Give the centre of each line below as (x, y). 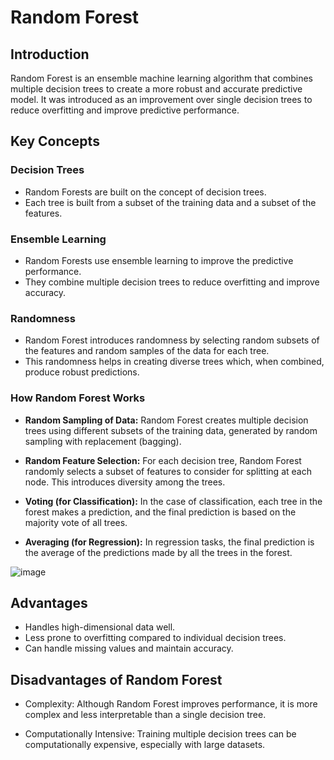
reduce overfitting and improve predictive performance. (125, 110)
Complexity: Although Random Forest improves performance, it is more (171, 704)
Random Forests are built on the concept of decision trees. (145, 192)
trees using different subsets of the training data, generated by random (171, 430)
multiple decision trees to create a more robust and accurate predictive (156, 89)
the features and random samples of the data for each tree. (147, 351)
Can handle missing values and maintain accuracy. (129, 648)
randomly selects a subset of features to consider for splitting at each (168, 471)
